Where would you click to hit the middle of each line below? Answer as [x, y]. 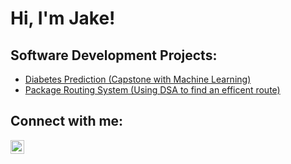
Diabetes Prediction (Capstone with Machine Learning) [138, 79]
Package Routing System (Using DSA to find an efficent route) [152, 90]
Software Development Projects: [114, 55]
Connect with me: [67, 121]
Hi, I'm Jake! [63, 18]
